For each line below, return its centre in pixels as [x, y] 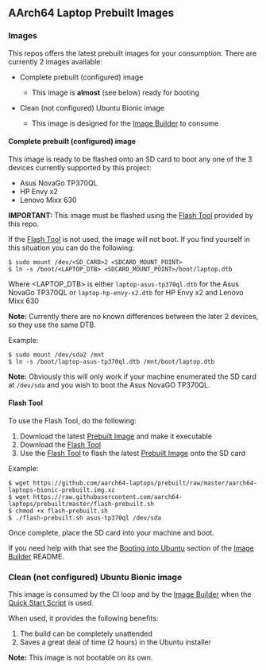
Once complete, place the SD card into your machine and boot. [111, 533]
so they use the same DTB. [52, 325]
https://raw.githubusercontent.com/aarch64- [108, 497]
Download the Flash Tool [60, 445]
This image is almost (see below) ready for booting [116, 92]
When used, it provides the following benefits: [83, 618]
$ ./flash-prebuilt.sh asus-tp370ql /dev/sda [85, 518]
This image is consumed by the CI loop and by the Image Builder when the [130, 594]
